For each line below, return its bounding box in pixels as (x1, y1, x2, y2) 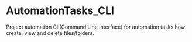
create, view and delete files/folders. (6, 29, 95, 36)
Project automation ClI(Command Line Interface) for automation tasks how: (6, 23, 187, 30)
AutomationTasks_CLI (6, 4, 114, 17)
